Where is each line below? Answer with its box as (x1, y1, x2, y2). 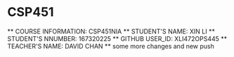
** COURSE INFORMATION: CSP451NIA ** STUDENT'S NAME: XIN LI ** (7, 27, 216, 35)
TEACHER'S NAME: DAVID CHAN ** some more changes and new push (7, 42, 214, 50)
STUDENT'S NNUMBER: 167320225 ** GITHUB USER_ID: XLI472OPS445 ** (7, 34, 228, 42)
